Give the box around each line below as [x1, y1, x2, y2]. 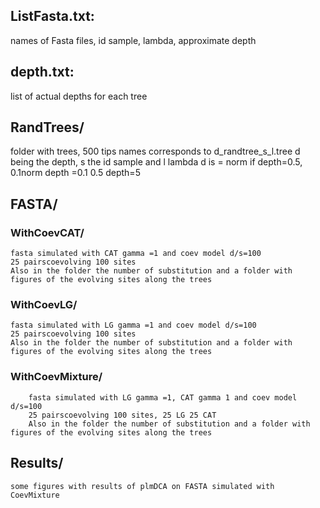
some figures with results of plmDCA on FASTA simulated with [10, 481, 275, 491]
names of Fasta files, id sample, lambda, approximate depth [10, 34, 257, 46]
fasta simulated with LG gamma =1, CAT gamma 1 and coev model [28, 392, 298, 403]
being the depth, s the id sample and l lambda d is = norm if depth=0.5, [10, 156, 303, 168]
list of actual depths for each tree [10, 90, 148, 102]
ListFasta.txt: [10, 8, 95, 25]
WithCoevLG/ [10, 298, 78, 312]
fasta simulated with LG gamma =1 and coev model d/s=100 [10, 320, 257, 331]
